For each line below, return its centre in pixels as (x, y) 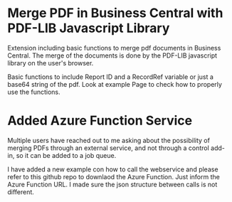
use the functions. (34, 92)
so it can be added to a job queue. (66, 155)
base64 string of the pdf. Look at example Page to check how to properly (115, 84)
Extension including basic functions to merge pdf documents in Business (114, 48)
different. (21, 192)
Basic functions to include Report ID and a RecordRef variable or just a (110, 77)
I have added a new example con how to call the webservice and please (113, 169)
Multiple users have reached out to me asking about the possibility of (109, 140)
